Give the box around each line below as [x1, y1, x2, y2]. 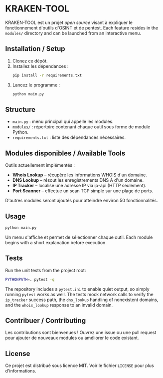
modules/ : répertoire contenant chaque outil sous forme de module [12, 124, 151, 130]
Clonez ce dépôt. [12, 58, 48, 64]
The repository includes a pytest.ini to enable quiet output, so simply [5, 286, 150, 292]
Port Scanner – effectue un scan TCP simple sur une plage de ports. [12, 188, 154, 194]
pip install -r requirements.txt [12, 73, 82, 78]
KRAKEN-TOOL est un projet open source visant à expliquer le [5, 19, 133, 25]
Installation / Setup [5, 44, 65, 53]
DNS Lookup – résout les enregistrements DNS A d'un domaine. [12, 177, 144, 183]
